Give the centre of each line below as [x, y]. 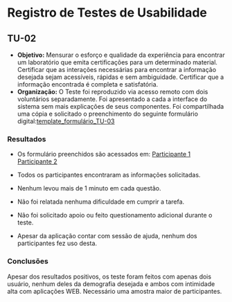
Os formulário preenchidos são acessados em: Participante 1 [104, 154]
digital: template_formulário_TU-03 [66, 121]
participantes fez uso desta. [57, 243]
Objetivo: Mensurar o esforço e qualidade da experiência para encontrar [121, 55]
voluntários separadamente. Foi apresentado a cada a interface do [112, 99]
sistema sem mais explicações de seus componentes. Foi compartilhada [121, 106]
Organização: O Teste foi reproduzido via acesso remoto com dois [113, 92]
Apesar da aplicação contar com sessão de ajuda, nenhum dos [107, 236]
